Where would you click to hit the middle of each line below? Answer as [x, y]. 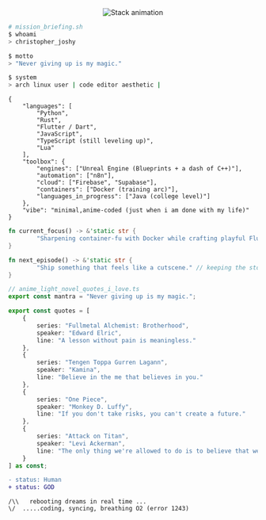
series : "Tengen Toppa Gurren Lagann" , [103, 363]
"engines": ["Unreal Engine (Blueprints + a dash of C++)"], [140, 169]
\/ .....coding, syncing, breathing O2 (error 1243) [99, 509]
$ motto [21, 56]
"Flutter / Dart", [67, 127]
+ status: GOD [32, 487]
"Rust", [49, 120]
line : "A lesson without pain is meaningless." [116, 340]
